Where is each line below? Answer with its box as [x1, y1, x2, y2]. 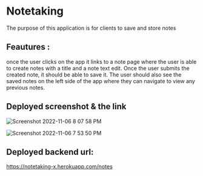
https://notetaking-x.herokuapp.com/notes [6, 163, 113, 171]
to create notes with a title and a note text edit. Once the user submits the [6, 64, 190, 72]
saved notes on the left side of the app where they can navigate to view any [6, 77, 196, 84]
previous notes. [6, 84, 45, 91]
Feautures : [6, 42, 50, 52]
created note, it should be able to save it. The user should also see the [6, 71, 182, 78]
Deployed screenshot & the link [6, 101, 127, 112]
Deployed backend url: [6, 147, 94, 157]
